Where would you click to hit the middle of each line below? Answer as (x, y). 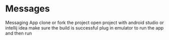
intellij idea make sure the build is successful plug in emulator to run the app (85, 27)
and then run (18, 33)
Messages (28, 9)
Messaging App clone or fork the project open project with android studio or (85, 22)
